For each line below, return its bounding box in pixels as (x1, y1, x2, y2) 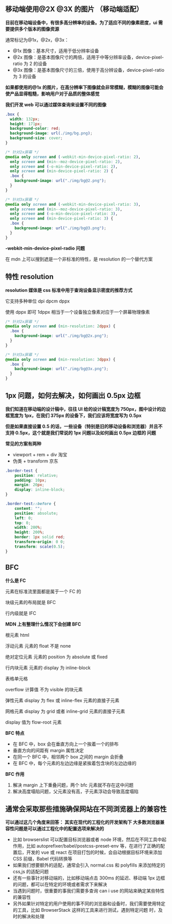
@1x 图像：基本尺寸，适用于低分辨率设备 (12, 48, 99, 54)
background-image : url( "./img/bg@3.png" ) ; (14, 226, 106, 231)
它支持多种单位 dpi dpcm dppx (5, 298, 70, 304)
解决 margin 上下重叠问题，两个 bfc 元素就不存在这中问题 (12, 781, 134, 788)
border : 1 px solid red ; (14, 535, 66, 540)
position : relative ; (14, 473, 58, 478)
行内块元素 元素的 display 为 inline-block (5, 665, 91, 671)
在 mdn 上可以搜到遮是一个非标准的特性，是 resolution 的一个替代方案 (5, 256, 153, 262)
